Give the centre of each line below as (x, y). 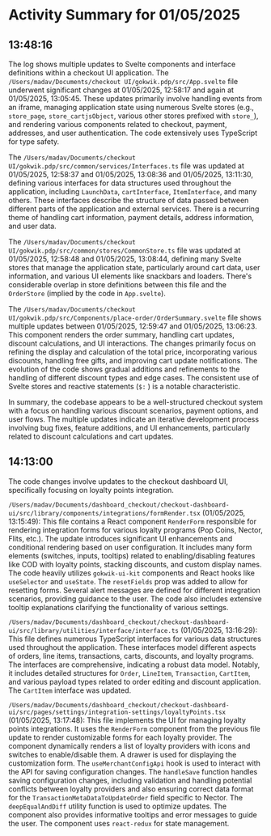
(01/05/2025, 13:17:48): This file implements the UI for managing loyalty (127, 720)
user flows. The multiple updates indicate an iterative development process (134, 419)
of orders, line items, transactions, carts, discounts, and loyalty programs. (131, 656)
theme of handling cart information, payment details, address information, (131, 217)
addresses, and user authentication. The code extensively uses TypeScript (133, 133)
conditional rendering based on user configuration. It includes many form (130, 547)
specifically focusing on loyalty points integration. (91, 490)
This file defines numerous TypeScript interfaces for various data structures (135, 639)
